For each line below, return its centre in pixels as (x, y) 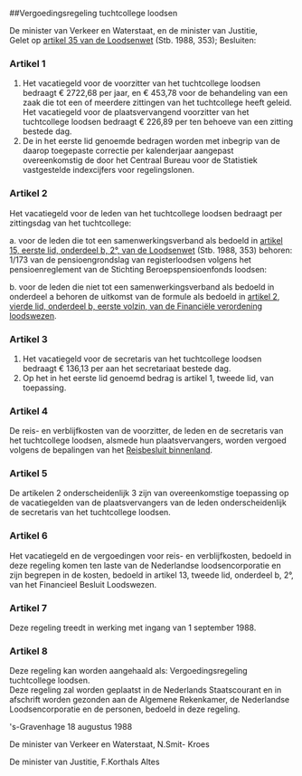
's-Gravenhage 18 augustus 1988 (71, 727)
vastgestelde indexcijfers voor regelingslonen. (108, 170)
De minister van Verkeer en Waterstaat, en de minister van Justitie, (133, 30)
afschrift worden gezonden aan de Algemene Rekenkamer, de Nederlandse (150, 700)
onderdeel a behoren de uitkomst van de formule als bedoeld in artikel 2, (145, 296)
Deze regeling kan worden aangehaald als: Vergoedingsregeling (128, 671)
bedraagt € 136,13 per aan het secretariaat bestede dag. (127, 368)
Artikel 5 (28, 474)
